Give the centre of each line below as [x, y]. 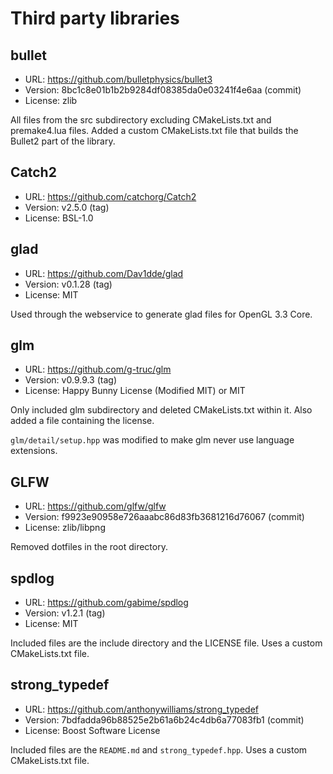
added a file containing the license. [82, 421]
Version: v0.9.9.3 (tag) [71, 380]
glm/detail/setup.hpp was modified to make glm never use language [152, 440]
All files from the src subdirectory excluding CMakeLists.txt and [141, 120]
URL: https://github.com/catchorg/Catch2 [110, 196]
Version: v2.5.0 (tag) [67, 207]
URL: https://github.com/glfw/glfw [95, 506]
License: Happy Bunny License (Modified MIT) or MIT [135, 391]
